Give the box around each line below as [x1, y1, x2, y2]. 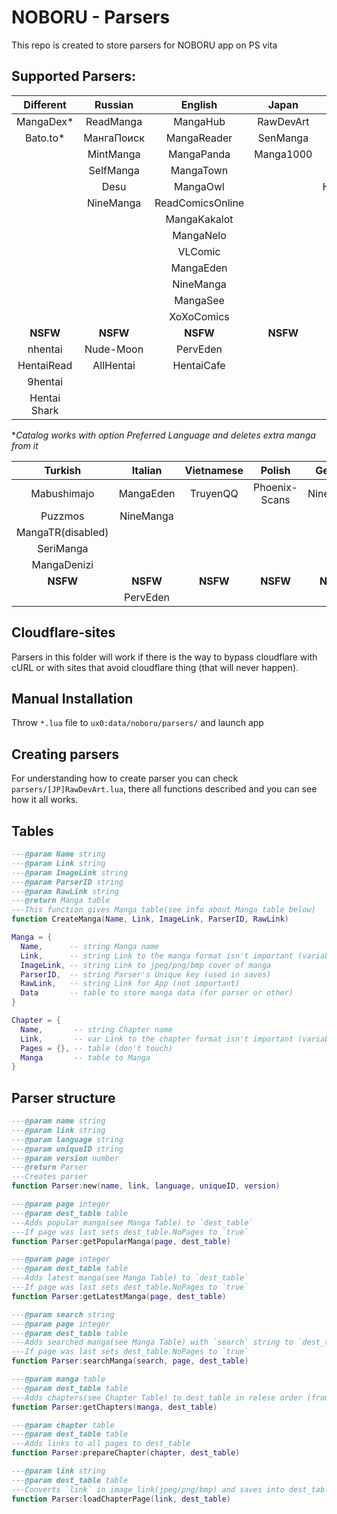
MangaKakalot [165, 212, 234, 226]
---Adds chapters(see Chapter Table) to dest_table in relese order [11, 1392, 303, 1403]
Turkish [44, 463, 82, 477]
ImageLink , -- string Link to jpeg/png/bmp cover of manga [20, 960, 272, 970]
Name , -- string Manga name [20, 941, 160, 951]
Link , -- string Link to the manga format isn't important [20, 951, 294, 961]
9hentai [27, 374, 64, 388]
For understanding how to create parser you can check [11, 772, 239, 785]
